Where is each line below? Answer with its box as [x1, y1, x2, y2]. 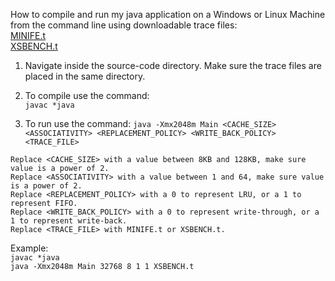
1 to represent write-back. [10, 216, 128, 226]
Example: [10, 242, 49, 254]
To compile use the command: [24, 90, 150, 101]
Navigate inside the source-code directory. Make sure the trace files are [24, 60, 322, 71]
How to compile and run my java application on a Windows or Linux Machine [10, 9, 326, 20]
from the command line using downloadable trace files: [10, 19, 238, 31]
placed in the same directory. [24, 70, 146, 82]
